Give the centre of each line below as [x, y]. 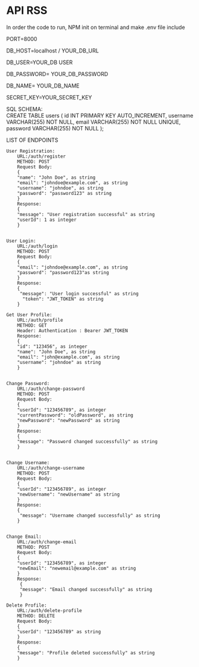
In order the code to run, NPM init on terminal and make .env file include [96, 27]
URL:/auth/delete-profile [50, 610]
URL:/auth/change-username [51, 468]
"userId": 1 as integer [47, 220]
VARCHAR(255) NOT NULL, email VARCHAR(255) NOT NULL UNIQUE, [93, 122]
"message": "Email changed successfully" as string [86, 589]
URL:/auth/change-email [47, 542]
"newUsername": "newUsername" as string [68, 494]
